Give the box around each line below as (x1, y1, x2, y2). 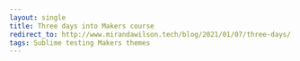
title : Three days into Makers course (9, 22, 154, 30)
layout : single (9, 13, 66, 22)
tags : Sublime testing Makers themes (9, 38, 151, 48)
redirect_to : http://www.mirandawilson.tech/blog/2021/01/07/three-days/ (9, 30, 292, 39)
